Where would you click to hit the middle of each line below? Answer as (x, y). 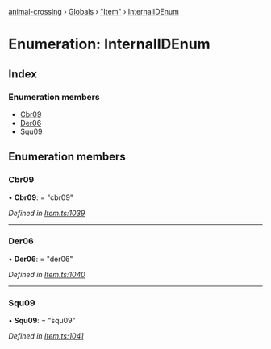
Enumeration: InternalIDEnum (110, 44)
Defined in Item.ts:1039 (47, 213)
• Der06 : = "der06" (41, 259)
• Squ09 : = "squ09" (42, 321)
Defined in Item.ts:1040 (47, 274)
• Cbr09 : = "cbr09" (41, 197)
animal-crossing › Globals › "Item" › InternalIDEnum (94, 12)
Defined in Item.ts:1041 (46, 336)
